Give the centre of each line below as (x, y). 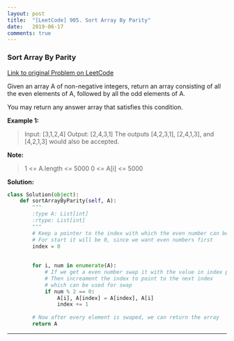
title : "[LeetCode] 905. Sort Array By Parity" (79, 20)
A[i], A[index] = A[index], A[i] (106, 298)
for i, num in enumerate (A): (75, 266)
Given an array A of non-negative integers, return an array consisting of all (114, 86)
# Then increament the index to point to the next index (129, 278)
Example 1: (23, 120)
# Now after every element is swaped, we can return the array (126, 317)
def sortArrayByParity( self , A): (68, 201)
